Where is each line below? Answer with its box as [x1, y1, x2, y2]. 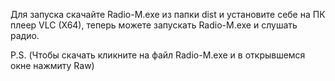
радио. [10, 30, 40, 41]
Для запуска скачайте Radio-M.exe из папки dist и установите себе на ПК [10, 9, 326, 20]
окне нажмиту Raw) [10, 60, 95, 71]
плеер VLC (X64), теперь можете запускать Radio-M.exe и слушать [10, 19, 298, 31]
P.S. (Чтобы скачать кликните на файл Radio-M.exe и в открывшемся [10, 49, 306, 61]
